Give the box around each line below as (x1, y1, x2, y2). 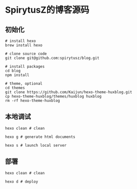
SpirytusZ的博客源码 (5, 4, 90, 16)
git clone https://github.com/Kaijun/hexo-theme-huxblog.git (5, 90, 133, 94)
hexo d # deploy (5, 179, 38, 184)
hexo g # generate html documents (5, 134, 76, 139)
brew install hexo (5, 43, 43, 48)
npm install (5, 73, 29, 77)
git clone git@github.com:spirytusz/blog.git (5, 56, 99, 60)
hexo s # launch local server (5, 143, 67, 148)
